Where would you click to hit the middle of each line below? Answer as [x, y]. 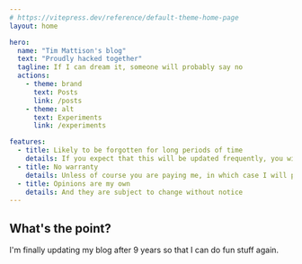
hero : [19, 42]
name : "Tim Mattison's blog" [72, 50]
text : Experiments [67, 118]
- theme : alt [50, 109]
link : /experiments [69, 126]
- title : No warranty [58, 167]
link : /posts [58, 101]
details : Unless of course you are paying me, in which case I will [156, 175]
